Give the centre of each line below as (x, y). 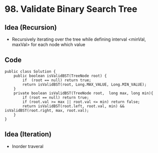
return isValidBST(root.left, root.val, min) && (74, 106)
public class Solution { (30, 71)
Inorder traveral (27, 146)
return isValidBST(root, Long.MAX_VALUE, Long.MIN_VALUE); (85, 84)
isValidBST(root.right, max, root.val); (47, 110)
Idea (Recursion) (31, 27)
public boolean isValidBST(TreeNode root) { (60, 76)
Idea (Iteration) (28, 134)
